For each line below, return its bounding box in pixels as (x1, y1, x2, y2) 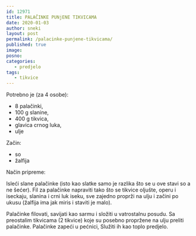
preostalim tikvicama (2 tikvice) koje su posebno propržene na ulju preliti (6, 217, 184, 224)
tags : (6, 69, 20, 75)
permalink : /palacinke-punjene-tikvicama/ (6, 36, 113, 42)
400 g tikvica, (14, 115, 49, 122)
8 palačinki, (14, 103, 43, 110)
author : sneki (6, 25, 42, 31)
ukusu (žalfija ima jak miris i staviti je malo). (6, 199, 112, 206)
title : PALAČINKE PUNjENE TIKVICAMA (6, 14, 97, 20)
